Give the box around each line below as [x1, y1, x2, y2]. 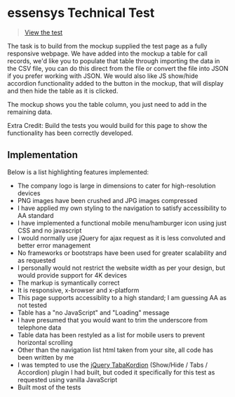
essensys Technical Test [7, 5, 155, 21]
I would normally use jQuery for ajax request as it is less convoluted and [17, 233, 226, 242]
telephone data [17, 323, 62, 332]
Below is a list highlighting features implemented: [7, 167, 149, 176]
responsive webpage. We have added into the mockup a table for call [7, 49, 208, 58]
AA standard [17, 211, 54, 219]
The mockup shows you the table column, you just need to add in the [7, 100, 207, 108]
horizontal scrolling [17, 338, 74, 346]
